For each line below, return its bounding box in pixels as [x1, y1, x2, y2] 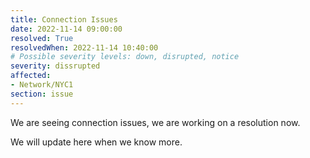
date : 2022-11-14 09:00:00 [10, 24, 123, 34]
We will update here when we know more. [10, 136, 183, 148]
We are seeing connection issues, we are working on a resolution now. [10, 116, 301, 128]
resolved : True [10, 33, 74, 43]
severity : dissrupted [10, 61, 101, 71]
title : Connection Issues [10, 14, 118, 25]
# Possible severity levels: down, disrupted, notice [10, 52, 240, 62]
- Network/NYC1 [10, 80, 74, 90]
